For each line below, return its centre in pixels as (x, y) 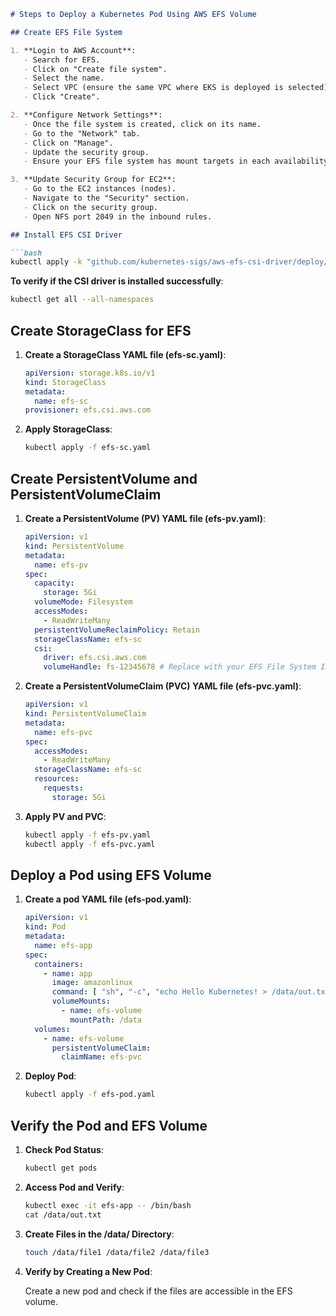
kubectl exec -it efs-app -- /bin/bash (108, 1205)
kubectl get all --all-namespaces (82, 300)
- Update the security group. (86, 152)
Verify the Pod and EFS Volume (109, 1125)
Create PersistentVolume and (104, 478)
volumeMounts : (81, 1001)
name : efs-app (63, 945)
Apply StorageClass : (68, 429)
